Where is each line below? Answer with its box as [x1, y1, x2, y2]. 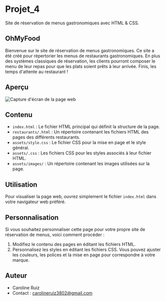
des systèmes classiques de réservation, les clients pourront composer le [5, 58, 156, 64]
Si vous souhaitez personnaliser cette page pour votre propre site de [5, 226, 145, 232]
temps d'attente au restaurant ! [5, 69, 68, 75]
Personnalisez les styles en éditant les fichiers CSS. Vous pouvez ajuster [12, 247, 161, 252]
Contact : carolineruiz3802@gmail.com [12, 290, 93, 296]
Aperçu [5, 83, 29, 91]
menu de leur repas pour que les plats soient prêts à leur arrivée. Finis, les [5, 63, 157, 69]
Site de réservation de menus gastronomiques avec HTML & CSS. [5, 20, 140, 26]
